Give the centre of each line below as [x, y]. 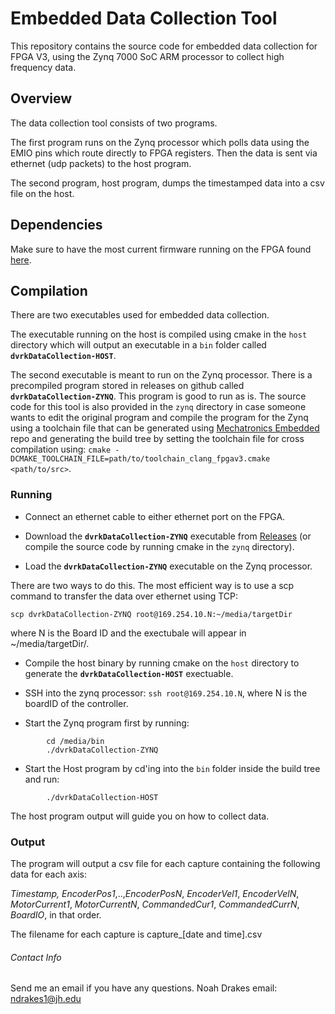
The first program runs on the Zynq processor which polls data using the [160, 142]
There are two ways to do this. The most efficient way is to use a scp [152, 585]
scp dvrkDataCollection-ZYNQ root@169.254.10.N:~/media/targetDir [151, 614]
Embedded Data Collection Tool [144, 18]
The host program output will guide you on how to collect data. [140, 816]
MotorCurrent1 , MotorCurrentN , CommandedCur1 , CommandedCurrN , [155, 904]
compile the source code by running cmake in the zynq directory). [159, 546]
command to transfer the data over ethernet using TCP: [124, 596]
